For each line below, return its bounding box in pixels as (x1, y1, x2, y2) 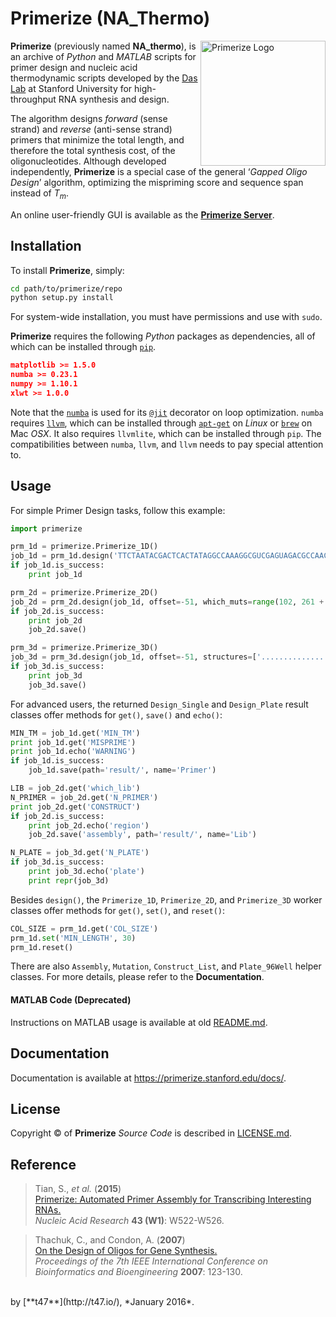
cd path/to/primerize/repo (10, 283, 123, 294)
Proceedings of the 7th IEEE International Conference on (34, 1255, 268, 1267)
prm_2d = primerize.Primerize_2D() (10, 587, 159, 597)
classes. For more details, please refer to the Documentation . (10, 971, 265, 983)
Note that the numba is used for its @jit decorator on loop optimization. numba (10, 406, 324, 418)
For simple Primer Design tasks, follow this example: (10, 504, 226, 516)
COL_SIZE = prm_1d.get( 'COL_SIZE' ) (10, 923, 159, 934)
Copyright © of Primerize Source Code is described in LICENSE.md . (10, 1127, 293, 1139)
